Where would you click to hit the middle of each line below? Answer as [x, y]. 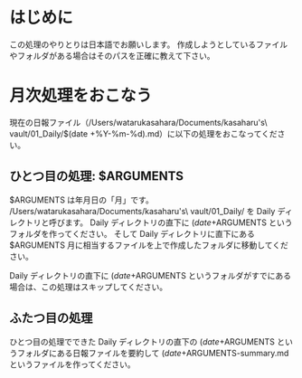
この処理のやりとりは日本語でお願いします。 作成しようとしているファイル [149, 44]
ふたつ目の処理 [51, 318]
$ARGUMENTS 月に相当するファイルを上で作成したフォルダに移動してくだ [149, 245]
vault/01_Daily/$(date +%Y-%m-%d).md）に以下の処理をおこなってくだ [143, 133]
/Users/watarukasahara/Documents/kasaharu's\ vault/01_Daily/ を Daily [142, 211]
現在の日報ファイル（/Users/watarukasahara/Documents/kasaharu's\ [139, 122]
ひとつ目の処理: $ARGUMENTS [96, 176]
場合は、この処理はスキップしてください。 [89, 287]
